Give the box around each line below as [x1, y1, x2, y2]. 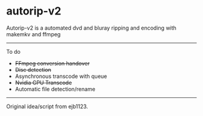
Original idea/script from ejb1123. [6, 103, 89, 110]
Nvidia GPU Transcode [14, 79, 72, 86]
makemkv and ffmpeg [6, 30, 61, 37]
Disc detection [14, 66, 51, 73]
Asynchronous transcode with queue [14, 72, 108, 80]
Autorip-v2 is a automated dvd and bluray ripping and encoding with [6, 24, 177, 31]
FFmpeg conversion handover [14, 59, 90, 67]
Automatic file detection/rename [14, 85, 95, 92]
